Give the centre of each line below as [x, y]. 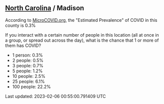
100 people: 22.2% [31, 87]
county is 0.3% [20, 25]
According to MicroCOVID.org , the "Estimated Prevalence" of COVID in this [81, 20]
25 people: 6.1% [29, 81]
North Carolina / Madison [45, 8]
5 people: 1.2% [27, 71]
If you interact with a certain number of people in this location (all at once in [82, 35]
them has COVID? [23, 45]
